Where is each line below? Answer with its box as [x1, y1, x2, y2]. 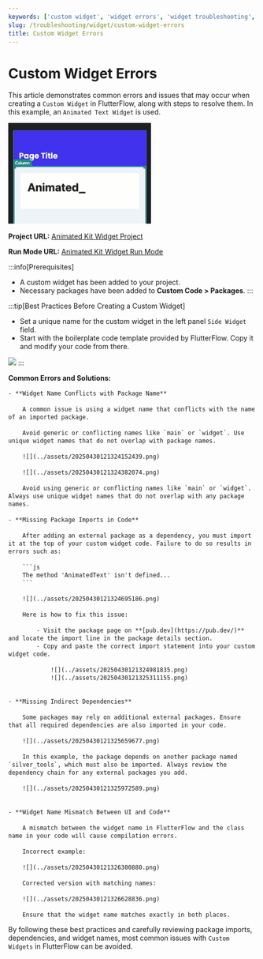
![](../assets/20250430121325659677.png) [22, 737, 160, 746]
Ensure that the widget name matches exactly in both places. [22, 911, 231, 920]
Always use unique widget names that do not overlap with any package [8, 492, 245, 501]
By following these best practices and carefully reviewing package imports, [8, 925, 253, 935]
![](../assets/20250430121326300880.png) [22, 863, 160, 872]
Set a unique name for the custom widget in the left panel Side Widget [19, 317, 246, 326]
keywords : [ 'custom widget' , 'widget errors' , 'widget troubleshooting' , [8, 13, 256, 21]
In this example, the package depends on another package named [22, 753, 238, 762]
